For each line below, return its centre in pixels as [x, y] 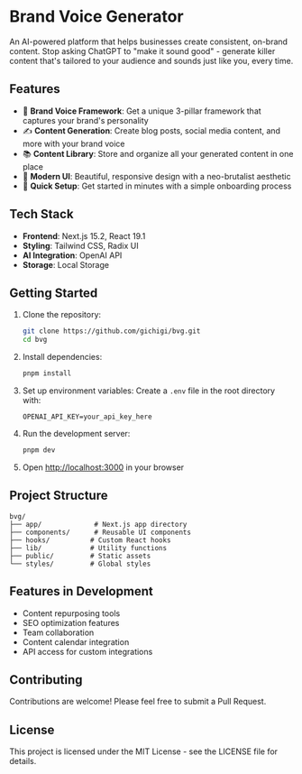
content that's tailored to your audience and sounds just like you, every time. [151, 60]
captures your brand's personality [85, 120]
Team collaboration [58, 632]
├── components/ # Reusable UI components [101, 532]
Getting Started [54, 293]
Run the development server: [76, 433]
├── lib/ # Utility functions [88, 548]
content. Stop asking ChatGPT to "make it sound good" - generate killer [142, 51]
